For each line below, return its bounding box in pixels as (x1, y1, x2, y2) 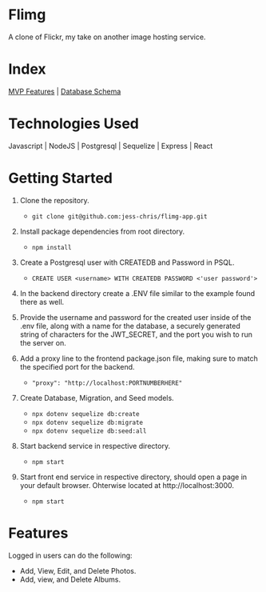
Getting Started (8, 170, 113, 187)
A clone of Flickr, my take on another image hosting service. (8, 32, 206, 42)
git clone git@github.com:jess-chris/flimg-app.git (31, 212, 208, 221)
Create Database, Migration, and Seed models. (19, 393, 174, 402)
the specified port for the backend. (19, 362, 135, 371)
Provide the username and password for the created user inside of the (19, 312, 252, 322)
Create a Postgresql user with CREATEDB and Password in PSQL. (19, 258, 235, 267)
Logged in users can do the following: (8, 550, 133, 560)
